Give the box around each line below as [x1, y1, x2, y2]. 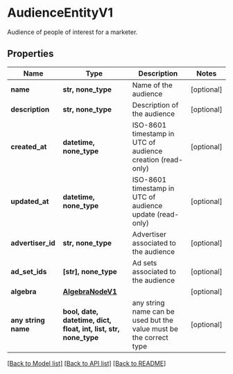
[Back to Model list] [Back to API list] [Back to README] [7, 359, 166, 367]
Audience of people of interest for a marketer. [7, 28, 138, 36]
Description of [132, 100, 179, 110]
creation [132, 155, 159, 164]
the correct [132, 332, 169, 342]
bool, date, [62, 307, 98, 316]
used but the [132, 315, 173, 325]
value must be [132, 324, 178, 334]
